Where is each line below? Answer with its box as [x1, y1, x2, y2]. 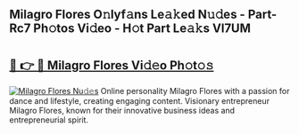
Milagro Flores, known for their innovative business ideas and [9, 106, 235, 115]
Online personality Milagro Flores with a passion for [100, 86, 290, 96]
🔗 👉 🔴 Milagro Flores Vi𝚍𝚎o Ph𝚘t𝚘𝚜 [9, 58, 214, 73]
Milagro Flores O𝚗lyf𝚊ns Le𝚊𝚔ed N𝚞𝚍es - [9, 7, 245, 22]
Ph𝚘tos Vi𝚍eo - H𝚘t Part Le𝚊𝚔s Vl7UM [33, 21, 252, 36]
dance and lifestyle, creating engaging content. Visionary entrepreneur [9, 96, 270, 106]
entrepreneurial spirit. [9, 114, 89, 125]
